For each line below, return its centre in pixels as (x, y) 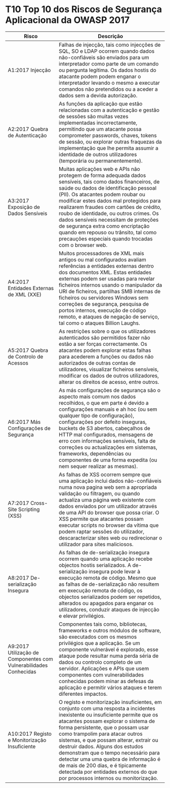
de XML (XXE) (25, 294)
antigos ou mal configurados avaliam (103, 260)
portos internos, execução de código (103, 310)
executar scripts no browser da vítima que (109, 525)
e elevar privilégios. (82, 616)
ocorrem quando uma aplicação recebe (106, 559)
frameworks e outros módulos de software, (110, 630)
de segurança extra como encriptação (104, 226)
